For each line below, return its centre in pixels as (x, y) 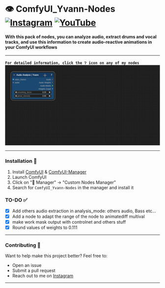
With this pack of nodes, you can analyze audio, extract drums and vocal (81, 36)
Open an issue (27, 265)
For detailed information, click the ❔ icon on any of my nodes (72, 63)
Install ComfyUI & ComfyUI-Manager (49, 172)
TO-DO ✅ (16, 200)
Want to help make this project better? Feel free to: (56, 256)
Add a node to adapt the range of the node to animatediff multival (78, 216)
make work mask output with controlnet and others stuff (69, 222)
